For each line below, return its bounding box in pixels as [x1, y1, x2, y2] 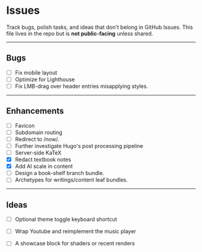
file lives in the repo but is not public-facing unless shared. [6, 29, 153, 37]
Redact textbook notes [14, 156, 72, 163]
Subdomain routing [14, 129, 63, 136]
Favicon [14, 121, 35, 129]
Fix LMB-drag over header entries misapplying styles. [14, 82, 148, 90]
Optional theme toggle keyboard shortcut [14, 216, 117, 223]
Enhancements [6, 106, 64, 116]
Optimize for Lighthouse [14, 76, 75, 83]
